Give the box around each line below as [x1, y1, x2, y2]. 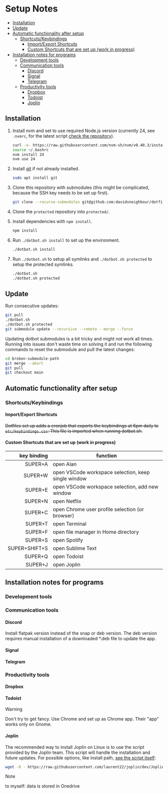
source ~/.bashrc [12, 147, 49, 152]
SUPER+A [24, 461, 48, 468]
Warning [5, 706, 22, 712]
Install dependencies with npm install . [12, 218, 92, 224]
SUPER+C [24, 509, 48, 516]
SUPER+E [25, 487, 48, 494]
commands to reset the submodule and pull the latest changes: [5, 346, 135, 352]
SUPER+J [25, 561, 48, 568]
